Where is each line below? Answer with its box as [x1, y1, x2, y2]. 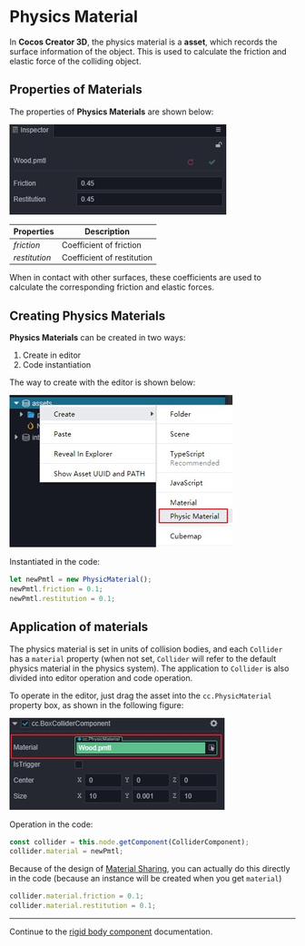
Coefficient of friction [62, 239, 143, 251]
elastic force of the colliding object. [9, 55, 142, 66]
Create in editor [22, 350, 82, 360]
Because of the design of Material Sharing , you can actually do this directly [9, 863, 290, 874]
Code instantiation [22, 360, 92, 370]
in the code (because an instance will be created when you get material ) [9, 873, 282, 884]
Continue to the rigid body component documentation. [9, 926, 213, 937]
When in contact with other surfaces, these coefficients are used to [9, 272, 261, 283]
